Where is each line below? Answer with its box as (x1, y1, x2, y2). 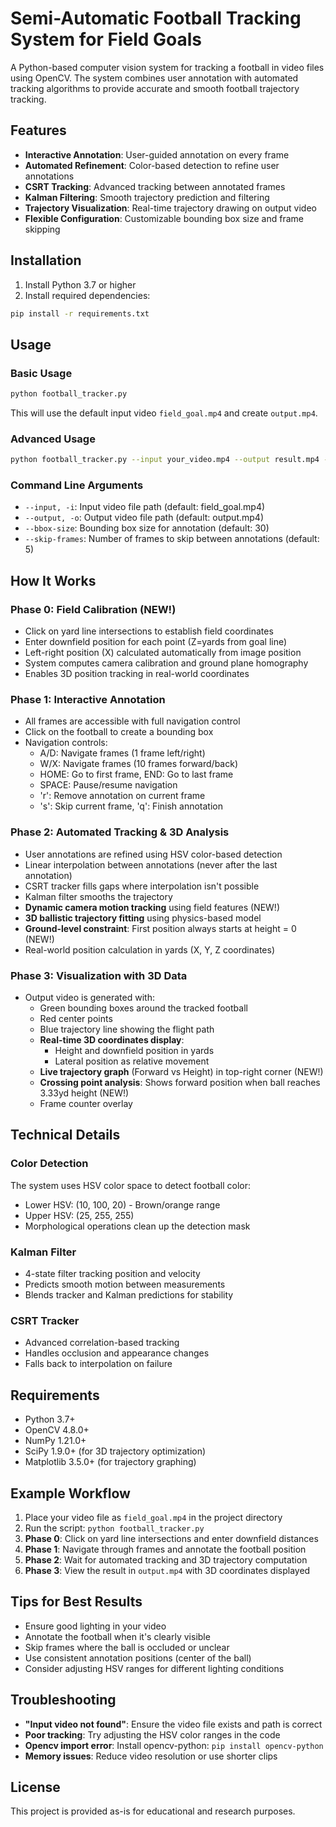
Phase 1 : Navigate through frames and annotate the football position (24, 1543, 307, 1555)
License (10, 1778, 61, 1796)
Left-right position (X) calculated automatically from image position (24, 647, 302, 659)
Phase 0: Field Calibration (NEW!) (10, 602, 177, 616)
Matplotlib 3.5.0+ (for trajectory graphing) (24, 1456, 197, 1468)
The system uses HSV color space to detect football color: (10, 1179, 251, 1191)
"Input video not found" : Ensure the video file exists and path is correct (24, 1718, 323, 1730)
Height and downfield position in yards (54, 1045, 215, 1057)
